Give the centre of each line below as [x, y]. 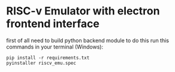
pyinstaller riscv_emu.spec [41, 63]
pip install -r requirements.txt [48, 58]
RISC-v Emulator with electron [83, 11]
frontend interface [53, 24]
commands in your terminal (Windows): [55, 47]
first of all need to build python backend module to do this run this [88, 40]
